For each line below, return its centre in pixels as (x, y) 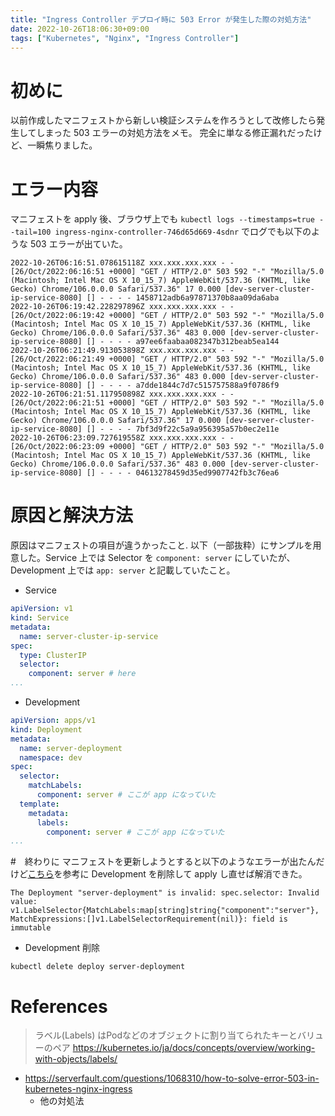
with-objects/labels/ (76, 1059)
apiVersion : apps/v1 (53, 721)
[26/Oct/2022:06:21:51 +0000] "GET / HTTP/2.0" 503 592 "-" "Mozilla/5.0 (167, 403)
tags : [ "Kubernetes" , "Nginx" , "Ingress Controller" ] (125, 38)
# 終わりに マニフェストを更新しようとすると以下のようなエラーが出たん (163, 862)
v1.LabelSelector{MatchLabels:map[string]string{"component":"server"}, (165, 911)
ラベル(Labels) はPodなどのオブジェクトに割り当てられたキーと (166, 1035)
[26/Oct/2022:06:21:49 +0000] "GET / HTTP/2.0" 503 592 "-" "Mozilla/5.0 (167, 359)
